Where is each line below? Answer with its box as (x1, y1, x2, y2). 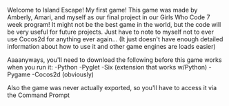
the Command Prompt (7, 91, 70, 99)
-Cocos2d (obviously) (32, 70, 94, 78)
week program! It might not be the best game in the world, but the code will (7, 21, 221, 28)
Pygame (7, 70, 31, 78)
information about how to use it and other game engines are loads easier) (7, 43, 216, 50)
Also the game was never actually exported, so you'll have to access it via (7, 84, 217, 92)
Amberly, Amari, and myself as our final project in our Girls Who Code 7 (7, 13, 210, 21)
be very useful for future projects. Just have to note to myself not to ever (7, 28, 214, 36)
